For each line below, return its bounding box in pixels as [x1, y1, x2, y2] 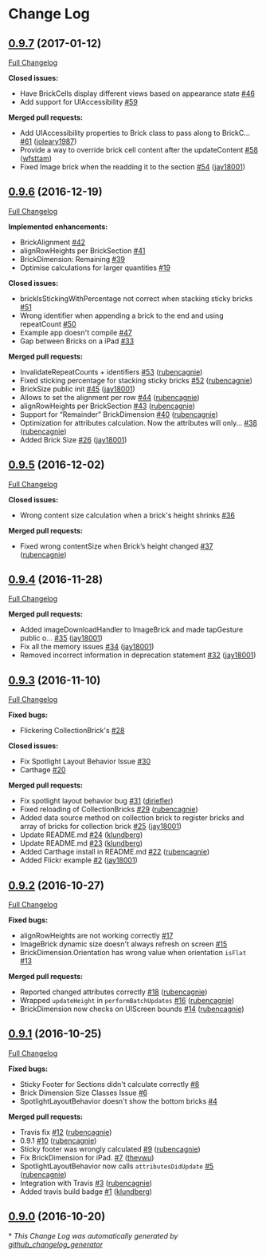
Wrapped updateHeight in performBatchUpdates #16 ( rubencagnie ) [19, 996, 235, 1005]
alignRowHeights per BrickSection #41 [19, 245, 146, 256]
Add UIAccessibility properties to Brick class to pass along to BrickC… [19, 129, 251, 137]
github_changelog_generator [8, 1239, 104, 1249]
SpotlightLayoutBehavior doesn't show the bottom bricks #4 [19, 1096, 217, 1106]
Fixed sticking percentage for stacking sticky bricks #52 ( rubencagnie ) [19, 375, 253, 385]
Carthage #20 [19, 765, 66, 775]
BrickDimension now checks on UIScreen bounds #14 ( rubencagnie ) [19, 1004, 244, 1014]
